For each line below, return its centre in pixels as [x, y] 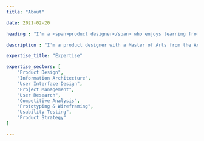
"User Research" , [39, 95]
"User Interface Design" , [50, 84]
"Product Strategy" [42, 118]
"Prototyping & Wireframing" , [56, 106]
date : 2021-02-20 [28, 23]
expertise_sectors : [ [34, 67]
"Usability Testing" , [44, 112]
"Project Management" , [46, 89]
